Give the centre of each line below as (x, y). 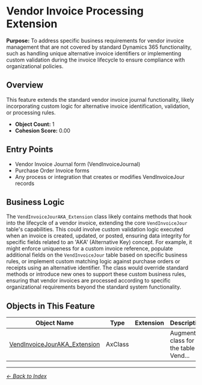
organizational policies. (35, 66)
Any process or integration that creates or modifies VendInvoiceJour (100, 177)
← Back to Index (26, 376)
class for (182, 340)
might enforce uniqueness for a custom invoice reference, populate (90, 249)
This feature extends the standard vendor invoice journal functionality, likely (100, 99)
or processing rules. (31, 112)
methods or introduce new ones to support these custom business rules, (96, 274)
